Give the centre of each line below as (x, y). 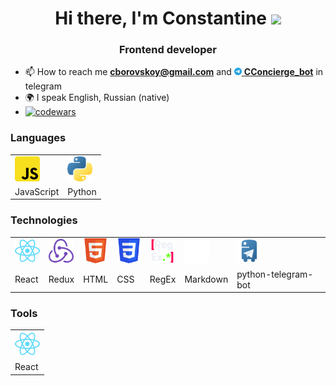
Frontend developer (168, 50)
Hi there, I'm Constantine (160, 18)
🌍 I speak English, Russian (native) (97, 98)
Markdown (206, 279)
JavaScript (37, 191)
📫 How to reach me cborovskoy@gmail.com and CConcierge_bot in (174, 72)
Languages (38, 138)
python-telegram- (275, 274)
